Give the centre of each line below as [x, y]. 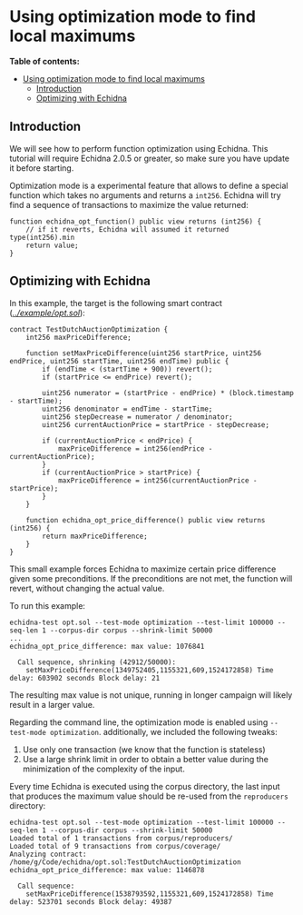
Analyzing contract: [49, 854]
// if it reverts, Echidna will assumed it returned [127, 229]
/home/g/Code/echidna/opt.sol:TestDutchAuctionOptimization [126, 862]
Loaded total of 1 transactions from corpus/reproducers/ [121, 838]
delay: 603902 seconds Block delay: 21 [85, 678]
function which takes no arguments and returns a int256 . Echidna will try [145, 195]
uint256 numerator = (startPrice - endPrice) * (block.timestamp [168, 393]
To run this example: [48, 605]
